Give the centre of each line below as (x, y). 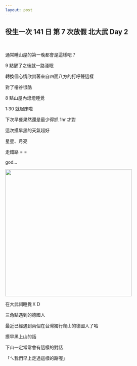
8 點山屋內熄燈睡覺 (25, 98)
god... (11, 162)
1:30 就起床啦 (19, 109)
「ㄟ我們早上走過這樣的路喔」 (36, 358)
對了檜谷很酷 (18, 87)
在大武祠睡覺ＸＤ (23, 304)
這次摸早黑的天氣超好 (27, 131)
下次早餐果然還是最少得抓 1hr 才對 (41, 119)
